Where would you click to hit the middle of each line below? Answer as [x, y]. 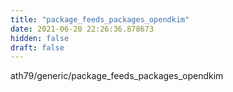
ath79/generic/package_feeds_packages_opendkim [117, 76]
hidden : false [40, 38]
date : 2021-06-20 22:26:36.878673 [82, 29]
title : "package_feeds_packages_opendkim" [100, 19]
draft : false [37, 47]
